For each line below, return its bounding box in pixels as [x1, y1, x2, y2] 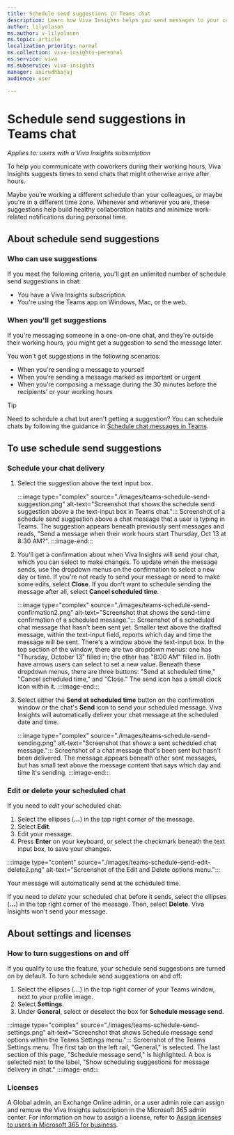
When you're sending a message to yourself [17, 366, 145, 374]
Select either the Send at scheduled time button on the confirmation [17, 696, 214, 704]
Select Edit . [17, 822, 51, 831]
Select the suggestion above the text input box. [17, 478, 153, 487]
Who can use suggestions [7, 253, 97, 263]
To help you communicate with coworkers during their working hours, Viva [7, 162, 221, 171]
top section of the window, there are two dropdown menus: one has [17, 645, 212, 653]
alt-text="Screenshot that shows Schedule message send [47, 1028, 213, 1036]
